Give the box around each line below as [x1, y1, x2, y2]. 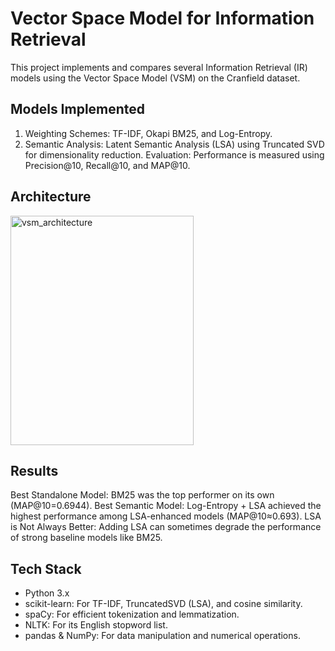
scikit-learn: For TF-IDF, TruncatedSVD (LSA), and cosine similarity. [24, 598, 303, 610]
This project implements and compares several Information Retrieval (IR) [10, 61, 308, 73]
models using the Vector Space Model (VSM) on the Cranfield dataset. [10, 72, 301, 84]
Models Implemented [10, 101, 146, 118]
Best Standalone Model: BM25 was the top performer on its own [10, 489, 275, 501]
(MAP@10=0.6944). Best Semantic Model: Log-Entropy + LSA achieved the [10, 500, 322, 512]
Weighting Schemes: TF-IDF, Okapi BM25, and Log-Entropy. [24, 127, 273, 139]
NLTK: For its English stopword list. [24, 619, 168, 631]
